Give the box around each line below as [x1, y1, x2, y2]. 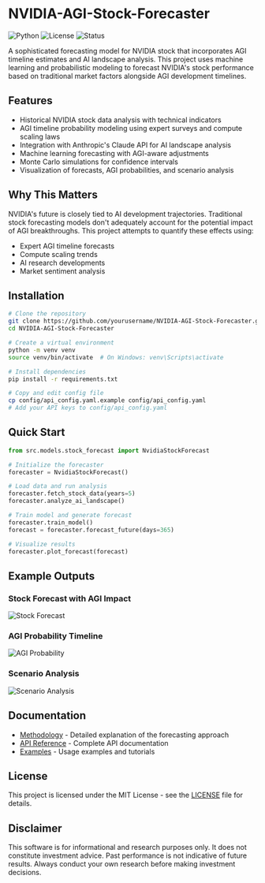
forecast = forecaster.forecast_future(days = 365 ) [8, 526, 175, 534]
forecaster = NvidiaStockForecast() [8, 468, 129, 476]
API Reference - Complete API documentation [19, 738, 169, 747]
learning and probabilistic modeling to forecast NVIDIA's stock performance [8, 62, 254, 72]
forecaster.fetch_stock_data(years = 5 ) [8, 490, 136, 497]
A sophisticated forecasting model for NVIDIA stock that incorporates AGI [8, 46, 247, 55]
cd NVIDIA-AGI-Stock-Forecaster [8, 325, 114, 333]
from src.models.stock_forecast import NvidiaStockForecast [8, 446, 211, 454]
